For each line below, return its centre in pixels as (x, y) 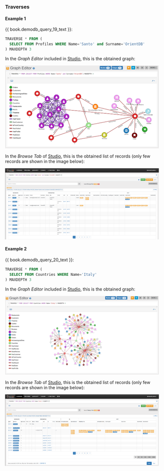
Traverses (17, 7)
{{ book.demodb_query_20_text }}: (40, 260)
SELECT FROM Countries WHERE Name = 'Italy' (53, 274)
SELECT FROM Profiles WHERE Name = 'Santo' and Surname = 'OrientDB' (77, 44)
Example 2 (16, 249)
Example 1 (15, 19)
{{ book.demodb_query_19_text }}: (39, 29)
